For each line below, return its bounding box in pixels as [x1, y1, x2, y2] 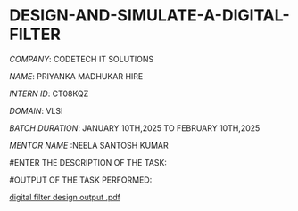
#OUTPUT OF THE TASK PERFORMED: [9, 174, 153, 185]
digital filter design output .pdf [9, 191, 121, 202]
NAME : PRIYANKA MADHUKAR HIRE [9, 70, 144, 81]
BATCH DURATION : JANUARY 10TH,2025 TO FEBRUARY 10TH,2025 [9, 122, 261, 134]
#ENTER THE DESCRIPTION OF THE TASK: [9, 157, 168, 167]
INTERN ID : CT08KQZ [9, 88, 89, 99]
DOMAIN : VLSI [9, 105, 63, 116]
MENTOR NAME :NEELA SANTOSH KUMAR [9, 140, 170, 150]
